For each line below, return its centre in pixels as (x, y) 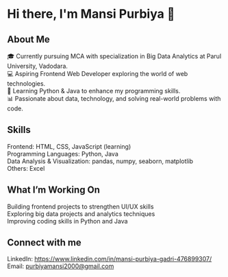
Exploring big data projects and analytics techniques (81, 214)
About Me (28, 39)
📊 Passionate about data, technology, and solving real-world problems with (114, 98)
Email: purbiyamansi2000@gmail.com (61, 266)
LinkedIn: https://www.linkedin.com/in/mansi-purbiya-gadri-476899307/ (110, 259)
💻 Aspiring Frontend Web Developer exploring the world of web (98, 74)
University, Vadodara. (38, 66)
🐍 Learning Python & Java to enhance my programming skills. (94, 91)
